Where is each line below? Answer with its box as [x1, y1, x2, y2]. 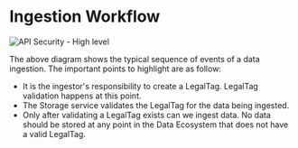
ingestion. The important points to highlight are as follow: [9, 63, 221, 74]
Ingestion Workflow [9, 6, 161, 27]
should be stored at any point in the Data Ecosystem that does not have [22, 119, 289, 130]
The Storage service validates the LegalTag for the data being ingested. [22, 99, 290, 110]
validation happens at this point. [22, 90, 142, 101]
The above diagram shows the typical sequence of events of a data [9, 53, 260, 64]
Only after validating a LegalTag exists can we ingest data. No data [22, 109, 271, 120]
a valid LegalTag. [22, 128, 86, 139]
